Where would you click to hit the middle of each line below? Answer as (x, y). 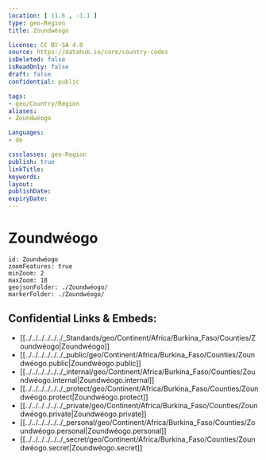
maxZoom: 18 (28, 280)
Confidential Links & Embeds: (83, 319)
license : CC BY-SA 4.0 (46, 45)
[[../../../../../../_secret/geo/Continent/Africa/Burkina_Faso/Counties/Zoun (137, 439)
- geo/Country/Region (44, 103)
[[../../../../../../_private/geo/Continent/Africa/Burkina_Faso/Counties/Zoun (139, 405)
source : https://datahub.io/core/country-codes (89, 53)
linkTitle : (26, 169)
